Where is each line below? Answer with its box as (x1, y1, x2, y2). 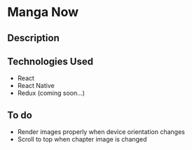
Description (7, 32, 60, 44)
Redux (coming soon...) (17, 89, 85, 98)
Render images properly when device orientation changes (17, 128, 186, 136)
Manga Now (7, 4, 79, 20)
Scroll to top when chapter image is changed (17, 135, 147, 144)
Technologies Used (7, 55, 93, 67)
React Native (17, 82, 55, 90)
